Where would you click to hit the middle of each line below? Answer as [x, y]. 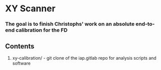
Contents [20, 46]
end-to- [145, 24]
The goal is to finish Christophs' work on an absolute [70, 24]
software [21, 63]
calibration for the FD [42, 30]
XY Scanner [30, 9]
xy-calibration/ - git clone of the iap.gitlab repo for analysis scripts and [84, 58]
